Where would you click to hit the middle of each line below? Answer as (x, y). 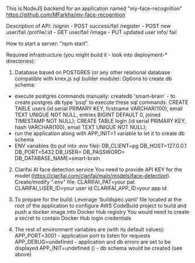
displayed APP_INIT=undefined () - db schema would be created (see (98, 248)
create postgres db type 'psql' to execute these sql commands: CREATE (101, 102)
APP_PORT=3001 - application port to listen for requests (82, 236)
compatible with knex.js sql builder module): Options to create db (93, 79)
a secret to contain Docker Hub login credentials (73, 218)
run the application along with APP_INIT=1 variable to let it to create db (100, 133)
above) (23, 254)
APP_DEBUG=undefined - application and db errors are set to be (93, 242)
